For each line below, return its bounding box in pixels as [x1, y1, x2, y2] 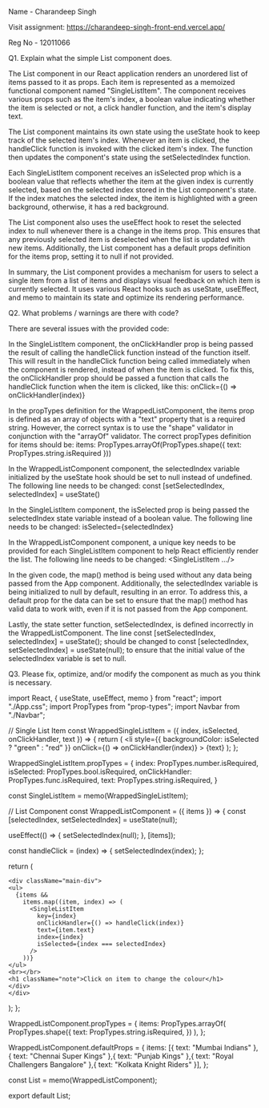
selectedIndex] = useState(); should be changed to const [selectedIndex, [8, 637, 250, 646]
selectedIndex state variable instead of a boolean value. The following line [8, 514, 253, 523]
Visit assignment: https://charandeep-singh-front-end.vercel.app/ [8, 22, 226, 31]
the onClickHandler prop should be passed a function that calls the [8, 373, 230, 383]
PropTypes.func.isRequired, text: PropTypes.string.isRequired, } [8, 776, 218, 784]
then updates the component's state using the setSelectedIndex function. [8, 152, 251, 162]
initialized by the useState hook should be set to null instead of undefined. [8, 473, 253, 481]
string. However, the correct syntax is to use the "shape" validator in [8, 423, 234, 432]
